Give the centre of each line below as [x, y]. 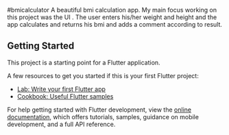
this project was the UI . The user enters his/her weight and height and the [112, 17]
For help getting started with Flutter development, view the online [99, 110]
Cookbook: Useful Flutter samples [65, 96]
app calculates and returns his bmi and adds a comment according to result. [115, 24]
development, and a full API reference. [61, 124]
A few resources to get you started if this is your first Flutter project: [103, 75]
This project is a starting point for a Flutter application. [84, 62]
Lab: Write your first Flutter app [61, 89]
